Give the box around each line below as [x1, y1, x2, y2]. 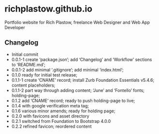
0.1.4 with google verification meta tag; [11, 103, 89, 108]
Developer [4, 24, 25, 30]
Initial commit [11, 51, 39, 57]
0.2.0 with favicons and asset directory [11, 113, 90, 119]
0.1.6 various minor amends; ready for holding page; [11, 108, 116, 114]
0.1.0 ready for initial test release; [11, 72, 78, 78]
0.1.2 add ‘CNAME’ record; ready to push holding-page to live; [11, 98, 135, 104]
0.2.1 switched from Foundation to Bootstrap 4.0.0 [11, 118, 111, 124]
